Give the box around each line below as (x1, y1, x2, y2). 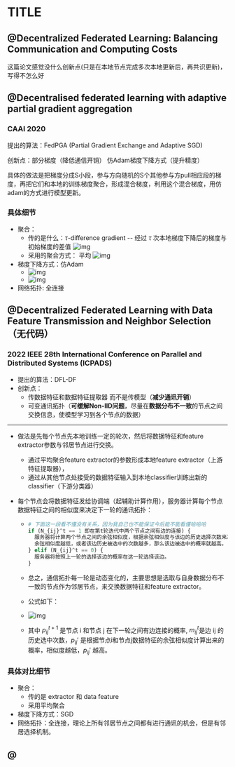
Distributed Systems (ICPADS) (7, 359, 113, 368)
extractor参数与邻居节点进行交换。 (17, 440, 117, 449)
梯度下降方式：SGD (17, 710, 74, 719)
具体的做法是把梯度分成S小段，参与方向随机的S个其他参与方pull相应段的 (7, 171, 215, 179)
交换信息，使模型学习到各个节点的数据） (27, 410, 145, 418)
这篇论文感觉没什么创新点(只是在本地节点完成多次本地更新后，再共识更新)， (7, 62, 227, 71)
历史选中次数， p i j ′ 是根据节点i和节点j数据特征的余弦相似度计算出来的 (27, 636, 225, 646)
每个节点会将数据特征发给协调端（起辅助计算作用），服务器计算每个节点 (17, 496, 223, 505)
